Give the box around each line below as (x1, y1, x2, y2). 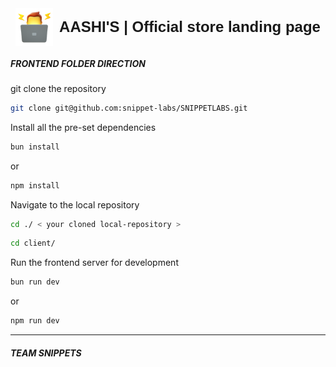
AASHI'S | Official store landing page (59, 18, 321, 36)
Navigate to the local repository (10, 198, 140, 211)
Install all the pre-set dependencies (10, 121, 157, 133)
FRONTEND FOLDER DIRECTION (10, 57, 146, 69)
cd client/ (10, 238, 56, 249)
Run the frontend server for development (10, 257, 179, 269)
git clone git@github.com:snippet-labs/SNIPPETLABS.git (10, 103, 248, 113)
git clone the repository (10, 82, 107, 94)
